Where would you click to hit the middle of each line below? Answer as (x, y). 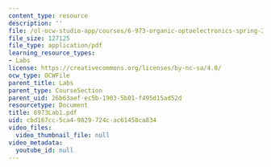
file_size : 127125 (39, 38)
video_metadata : (35, 143)
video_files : (30, 128)
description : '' (35, 23)
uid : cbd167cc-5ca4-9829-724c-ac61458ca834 (83, 120)
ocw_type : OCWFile (39, 75)
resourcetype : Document (48, 105)
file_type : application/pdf (56, 46)
